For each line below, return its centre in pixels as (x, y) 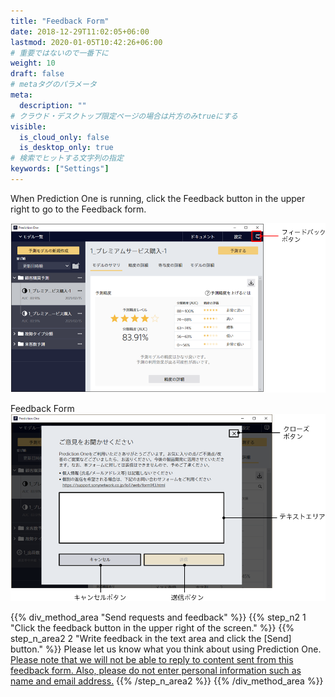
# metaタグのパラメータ (53, 85)
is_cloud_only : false (64, 137)
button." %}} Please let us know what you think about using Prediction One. (166, 649)
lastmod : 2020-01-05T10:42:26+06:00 (86, 42)
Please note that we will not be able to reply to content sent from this (152, 660)
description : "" (53, 105)
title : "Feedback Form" (60, 21)
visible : (28, 126)
